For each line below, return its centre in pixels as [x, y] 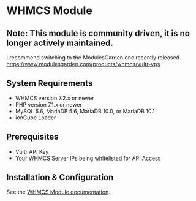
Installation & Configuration [60, 177]
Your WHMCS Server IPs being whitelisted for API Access [88, 158]
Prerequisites [32, 137]
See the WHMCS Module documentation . [58, 192]
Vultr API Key [32, 151]
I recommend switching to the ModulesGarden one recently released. [94, 58]
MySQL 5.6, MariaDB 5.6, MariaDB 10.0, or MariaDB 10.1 [85, 111]
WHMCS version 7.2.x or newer [55, 98]
